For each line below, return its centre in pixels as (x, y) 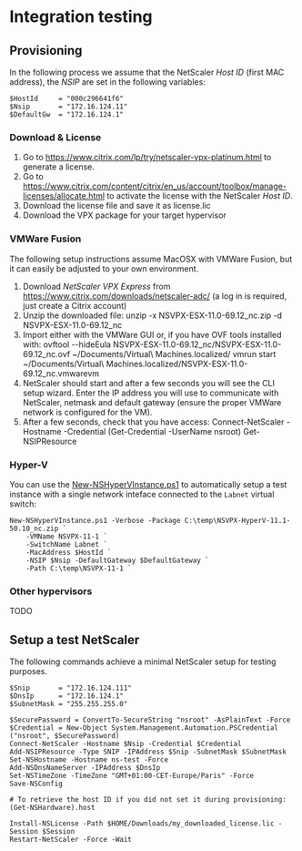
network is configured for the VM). (87, 412)
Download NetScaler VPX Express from (96, 286)
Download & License (55, 137)
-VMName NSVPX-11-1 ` (66, 536)
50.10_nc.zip (34, 528)
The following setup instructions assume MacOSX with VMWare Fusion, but (151, 259)
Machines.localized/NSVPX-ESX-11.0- (177, 364)
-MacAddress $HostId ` (69, 552)
